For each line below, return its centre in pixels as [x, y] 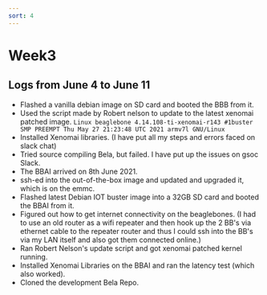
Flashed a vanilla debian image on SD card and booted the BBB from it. [137, 104]
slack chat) [38, 145]
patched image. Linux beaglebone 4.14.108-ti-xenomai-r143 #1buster [136, 121]
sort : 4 [21, 16]
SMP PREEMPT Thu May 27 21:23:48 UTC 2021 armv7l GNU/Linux [122, 129]
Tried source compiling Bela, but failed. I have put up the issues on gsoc [139, 154]
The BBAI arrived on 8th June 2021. [79, 171]
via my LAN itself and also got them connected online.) [111, 240]
